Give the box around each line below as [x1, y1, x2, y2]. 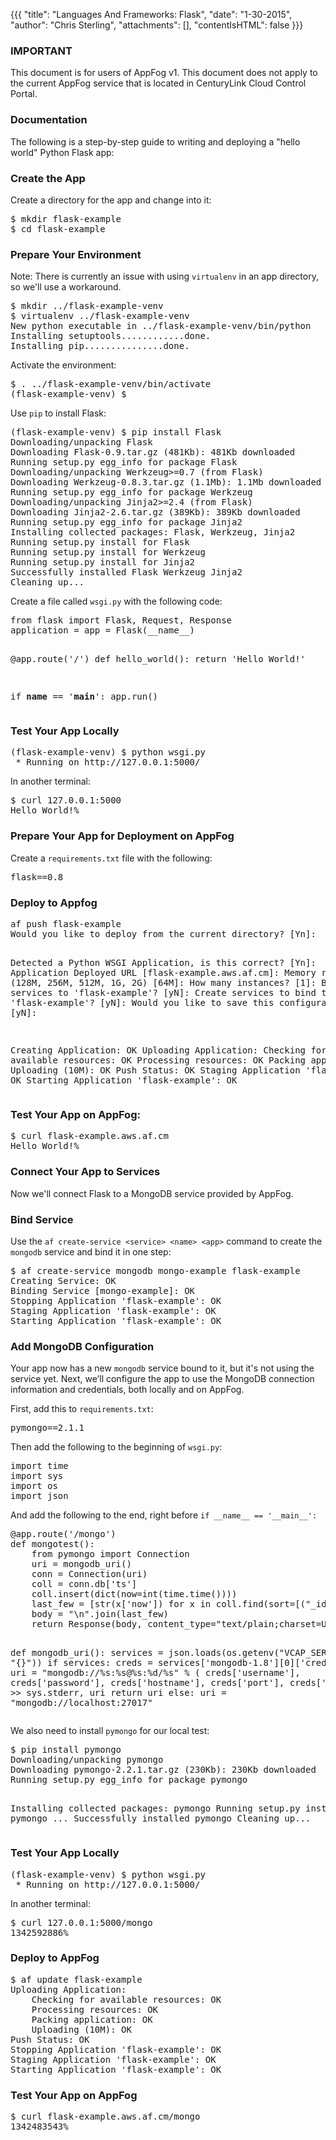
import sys [10, 1470, 64, 1482]
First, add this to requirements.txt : [10, 1403, 154, 1415]
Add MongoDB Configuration [10, 1339, 155, 1353]
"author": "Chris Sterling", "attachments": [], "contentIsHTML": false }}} [10, 19, 304, 31]
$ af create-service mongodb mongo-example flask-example [10, 1265, 301, 1276]
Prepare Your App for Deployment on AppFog [10, 829, 235, 843]
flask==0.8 [10, 871, 64, 883]
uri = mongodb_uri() [31, 1559, 132, 1570]
